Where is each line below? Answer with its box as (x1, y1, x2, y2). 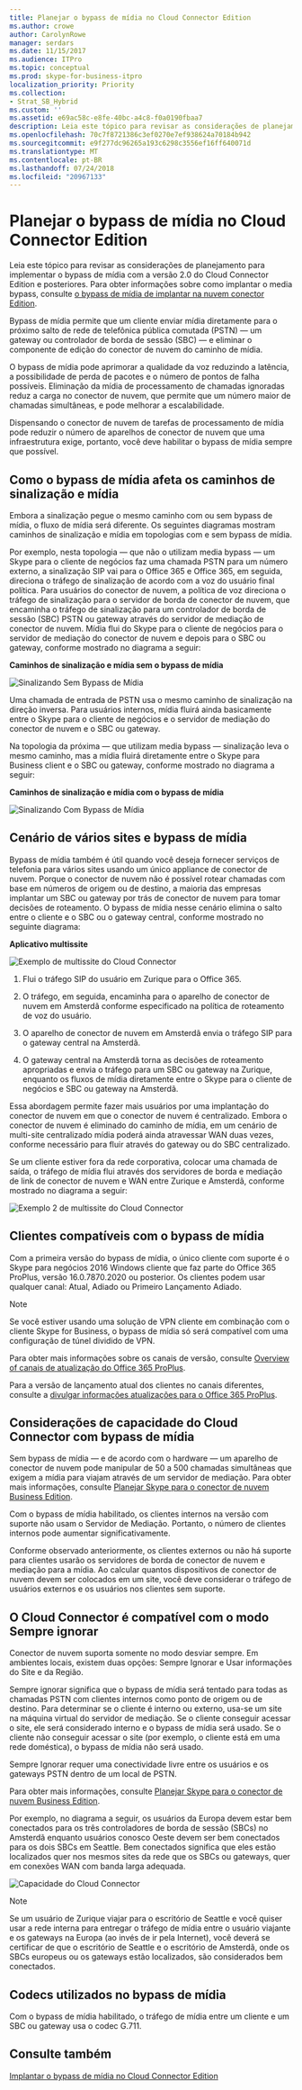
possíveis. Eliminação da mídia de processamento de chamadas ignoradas (9, 381, 285, 392)
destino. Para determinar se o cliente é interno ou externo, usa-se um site (9, 1703, 282, 1715)
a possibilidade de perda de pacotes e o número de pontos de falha (9, 371, 261, 383)
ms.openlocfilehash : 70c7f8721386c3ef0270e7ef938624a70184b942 (9, 131, 252, 140)
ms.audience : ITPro (9, 55, 83, 64)
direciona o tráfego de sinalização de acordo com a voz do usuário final (9, 575, 275, 586)
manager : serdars (9, 38, 75, 48)
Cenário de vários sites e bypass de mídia (9, 830, 247, 846)
